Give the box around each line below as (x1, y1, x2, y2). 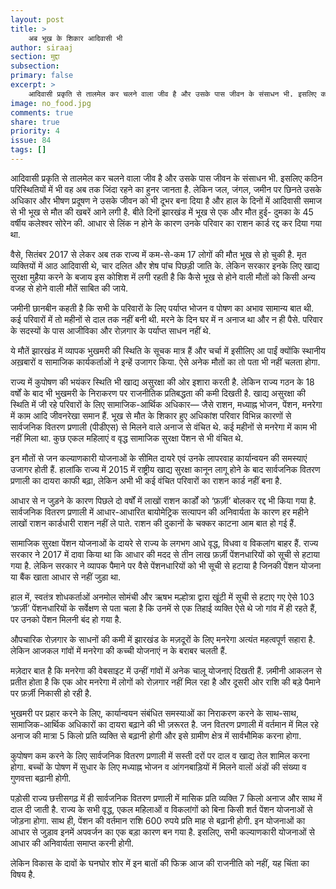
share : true (10, 117, 60, 127)
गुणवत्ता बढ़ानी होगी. (10, 772, 72, 784)
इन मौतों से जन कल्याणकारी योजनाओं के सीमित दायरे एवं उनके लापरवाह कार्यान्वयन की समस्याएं (10, 452, 308, 464)
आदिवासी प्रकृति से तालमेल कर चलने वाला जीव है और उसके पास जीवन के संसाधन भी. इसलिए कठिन (10, 172, 323, 184)
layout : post (10, 14, 65, 25)
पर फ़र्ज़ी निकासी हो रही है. (10, 687, 92, 699)
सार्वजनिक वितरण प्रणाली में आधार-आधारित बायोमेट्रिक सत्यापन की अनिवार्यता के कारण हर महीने (10, 506, 309, 518)
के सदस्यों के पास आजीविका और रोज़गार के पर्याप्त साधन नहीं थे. (10, 324, 212, 336)
